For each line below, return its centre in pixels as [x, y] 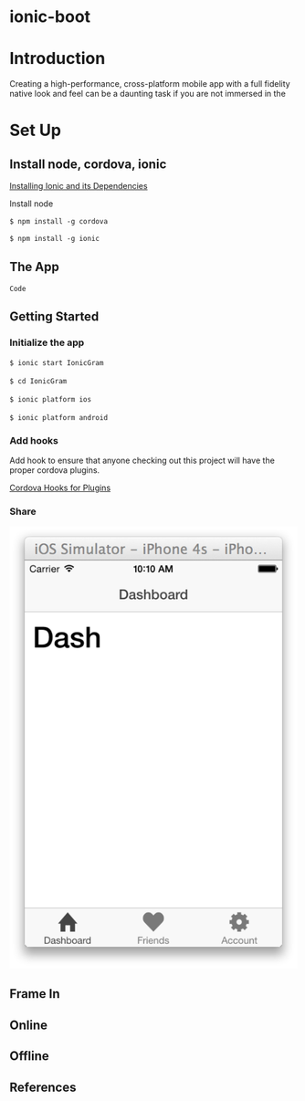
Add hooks [34, 440]
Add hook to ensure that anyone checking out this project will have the [142, 460]
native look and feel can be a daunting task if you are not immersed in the [147, 94]
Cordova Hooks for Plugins [60, 488]
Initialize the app [47, 342]
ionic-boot [50, 17]
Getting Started [54, 317]
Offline [29, 1056]
